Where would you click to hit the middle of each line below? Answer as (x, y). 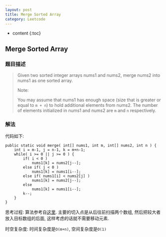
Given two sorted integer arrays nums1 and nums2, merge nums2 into (89, 75)
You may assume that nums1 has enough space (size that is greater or (89, 100)
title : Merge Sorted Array (33, 14)
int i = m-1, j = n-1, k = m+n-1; (50, 150)
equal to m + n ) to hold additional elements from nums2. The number (87, 105)
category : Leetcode (25, 19)
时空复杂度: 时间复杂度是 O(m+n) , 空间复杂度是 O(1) (56, 229)
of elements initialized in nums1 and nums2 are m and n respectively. (87, 111)
